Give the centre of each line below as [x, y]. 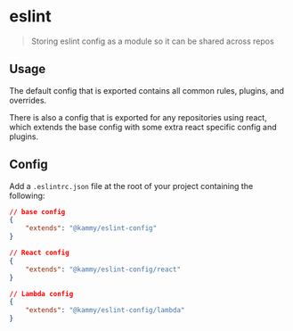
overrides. [28, 100]
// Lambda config [41, 294]
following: [27, 195]
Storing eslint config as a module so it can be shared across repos [152, 41]
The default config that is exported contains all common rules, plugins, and [147, 90]
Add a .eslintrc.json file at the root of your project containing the [131, 186]
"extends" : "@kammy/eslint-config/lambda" [105, 310]
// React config [39, 253]
